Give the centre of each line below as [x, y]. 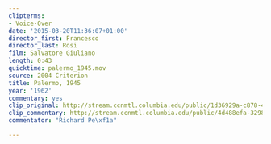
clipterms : [27, 16]
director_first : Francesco [54, 38]
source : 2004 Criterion [48, 76]
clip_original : [34, 105]
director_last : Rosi [43, 46]
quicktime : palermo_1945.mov [57, 68]
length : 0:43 [30, 61]
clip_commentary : [38, 113]
